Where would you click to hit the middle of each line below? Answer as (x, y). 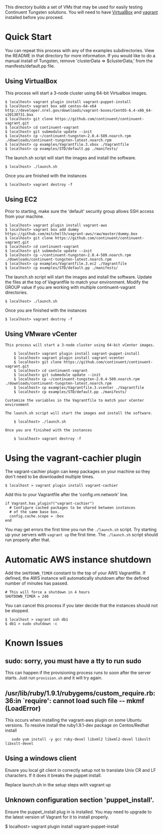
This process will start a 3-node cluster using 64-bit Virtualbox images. (76, 93)
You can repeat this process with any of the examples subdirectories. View (80, 50)
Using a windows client (41, 758)
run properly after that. (28, 540)
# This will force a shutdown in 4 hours (48, 592)
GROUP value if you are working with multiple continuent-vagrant (70, 287)
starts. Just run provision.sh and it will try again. (54, 678)
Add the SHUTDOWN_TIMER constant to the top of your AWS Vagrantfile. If (75, 573)
